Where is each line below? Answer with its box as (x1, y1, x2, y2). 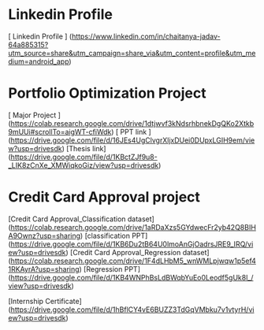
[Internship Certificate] (8, 296, 83, 306)
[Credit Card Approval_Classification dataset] (8, 214, 155, 224)
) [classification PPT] (80, 231, 148, 240)
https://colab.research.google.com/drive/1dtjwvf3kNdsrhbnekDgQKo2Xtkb (10, 118, 255, 128)
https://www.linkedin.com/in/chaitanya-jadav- (71, 32, 221, 41)
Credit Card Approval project (8, 188, 201, 206)
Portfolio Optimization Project (8, 84, 206, 102)
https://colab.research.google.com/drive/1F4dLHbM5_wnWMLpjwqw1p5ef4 (10, 256, 256, 265)
